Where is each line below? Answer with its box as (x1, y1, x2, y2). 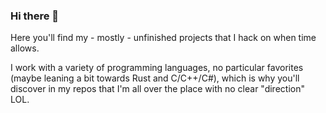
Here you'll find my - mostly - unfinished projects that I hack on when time (10, 32, 317, 44)
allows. (10, 42, 40, 54)
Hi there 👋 (10, 9, 60, 23)
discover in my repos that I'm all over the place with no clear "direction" (10, 83, 305, 95)
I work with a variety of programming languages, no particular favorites (10, 62, 304, 74)
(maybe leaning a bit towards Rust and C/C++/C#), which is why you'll (10, 72, 300, 84)
